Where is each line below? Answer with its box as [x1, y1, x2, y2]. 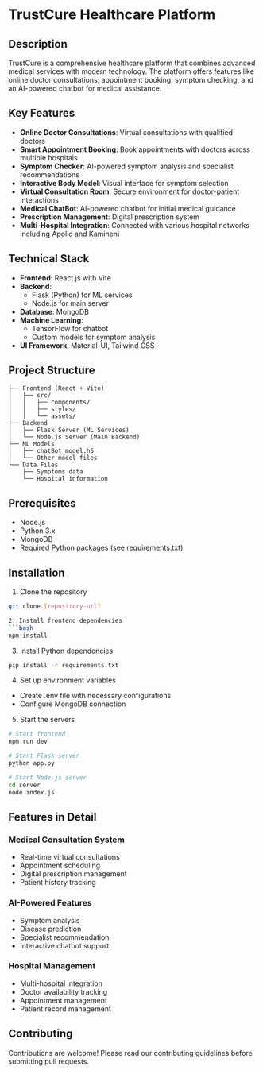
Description [8, 37, 68, 51]
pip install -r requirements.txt [8, 661, 119, 669]
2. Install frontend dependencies [8, 616, 123, 624]
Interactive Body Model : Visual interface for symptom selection [19, 178, 229, 187]
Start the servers [19, 715, 75, 724]
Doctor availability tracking [19, 987, 108, 996]
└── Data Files [8, 461, 59, 469]
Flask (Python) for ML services [31, 290, 133, 299]
